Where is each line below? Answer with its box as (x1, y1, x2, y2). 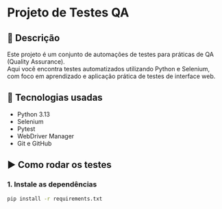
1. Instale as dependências (7, 180, 97, 189)
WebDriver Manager (16, 132, 75, 140)
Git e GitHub (16, 139, 52, 147)
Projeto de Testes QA (7, 5, 129, 21)
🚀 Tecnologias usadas (7, 92, 103, 103)
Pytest (16, 125, 36, 133)
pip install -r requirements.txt (7, 195, 103, 202)
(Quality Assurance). (7, 58, 65, 66)
